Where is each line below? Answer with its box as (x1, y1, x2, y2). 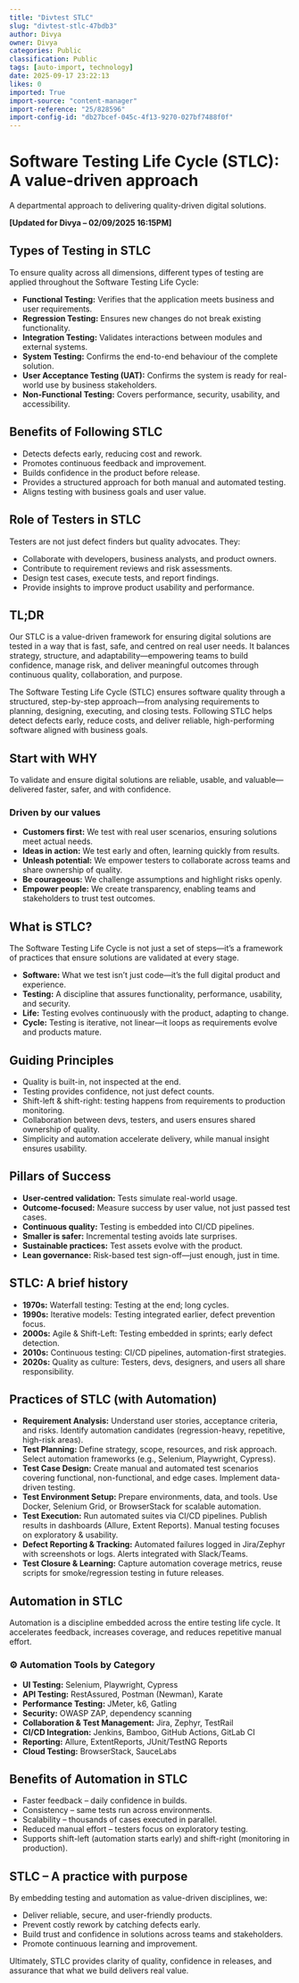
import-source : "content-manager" (9, 96, 138, 106)
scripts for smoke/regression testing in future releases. (21, 1568, 225, 1579)
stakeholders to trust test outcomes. (21, 893, 156, 904)
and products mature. (21, 1026, 103, 1038)
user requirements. (21, 303, 93, 314)
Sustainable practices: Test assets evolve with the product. (21, 1240, 244, 1251)
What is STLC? (9, 919, 93, 934)
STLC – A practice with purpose (9, 1868, 188, 1884)
